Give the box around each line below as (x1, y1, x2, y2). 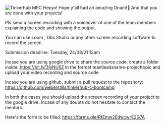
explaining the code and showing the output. (5, 25, 96, 31)
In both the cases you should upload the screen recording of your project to (5, 94, 160, 100)
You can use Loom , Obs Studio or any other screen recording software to (5, 35, 156, 40)
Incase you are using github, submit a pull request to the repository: (5, 79, 144, 85)
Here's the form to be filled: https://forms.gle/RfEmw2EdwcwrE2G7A (5, 114, 145, 120)
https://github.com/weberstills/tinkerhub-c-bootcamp (5, 84, 115, 90)
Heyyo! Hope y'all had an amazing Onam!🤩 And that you (43, 5, 158, 10)
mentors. (5, 105, 24, 110)
